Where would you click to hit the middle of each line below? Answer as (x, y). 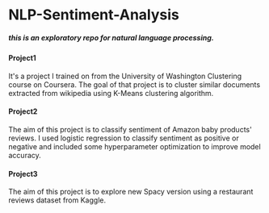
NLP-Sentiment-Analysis (94, 15)
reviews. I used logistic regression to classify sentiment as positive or (124, 138)
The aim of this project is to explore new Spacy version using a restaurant (131, 192)
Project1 (22, 58)
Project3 (23, 173)
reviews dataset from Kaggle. (57, 200)
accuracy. (25, 155)
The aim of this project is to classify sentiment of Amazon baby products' (130, 129)
